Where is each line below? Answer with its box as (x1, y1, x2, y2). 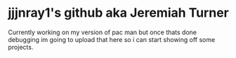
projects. (8, 43, 34, 51)
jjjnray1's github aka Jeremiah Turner (8, 5, 229, 21)
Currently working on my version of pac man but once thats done (8, 28, 197, 36)
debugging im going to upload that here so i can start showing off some (8, 35, 216, 43)
